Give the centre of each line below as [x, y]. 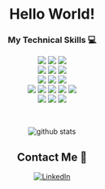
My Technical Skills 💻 [52, 40]
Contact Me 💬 [52, 157]
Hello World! [52, 14]
